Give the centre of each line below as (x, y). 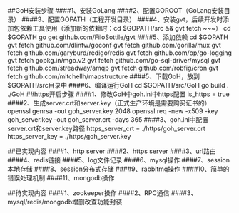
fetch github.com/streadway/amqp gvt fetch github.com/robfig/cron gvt (113, 68)
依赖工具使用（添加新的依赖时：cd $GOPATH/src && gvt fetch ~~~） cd (125, 28)
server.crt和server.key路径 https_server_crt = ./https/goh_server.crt (106, 128)
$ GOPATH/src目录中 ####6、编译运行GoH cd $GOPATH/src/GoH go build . (118, 85)
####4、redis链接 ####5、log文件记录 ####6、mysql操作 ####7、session (119, 160)
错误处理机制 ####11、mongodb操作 (61, 178)
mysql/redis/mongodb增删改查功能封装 (65, 202)
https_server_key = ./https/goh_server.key (69, 136)
